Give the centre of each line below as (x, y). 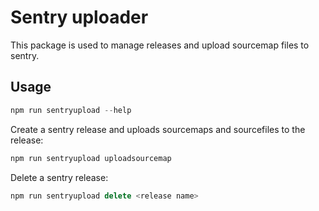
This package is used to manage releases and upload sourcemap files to (160, 45)
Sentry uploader (79, 17)
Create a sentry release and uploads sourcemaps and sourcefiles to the (158, 129)
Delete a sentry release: (59, 177)
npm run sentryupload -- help (71, 110)
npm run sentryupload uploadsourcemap (91, 158)
